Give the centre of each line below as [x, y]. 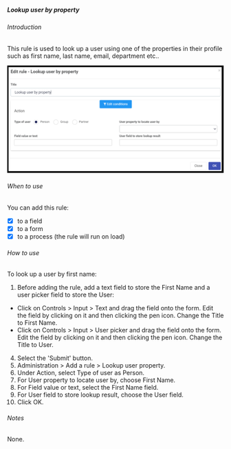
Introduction [24, 27]
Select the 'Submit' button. [55, 358]
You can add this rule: [38, 208]
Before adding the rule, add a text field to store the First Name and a [113, 288]
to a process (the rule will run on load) [71, 236]
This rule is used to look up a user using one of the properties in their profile [115, 48]
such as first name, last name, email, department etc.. [83, 56]
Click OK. [30, 402]
